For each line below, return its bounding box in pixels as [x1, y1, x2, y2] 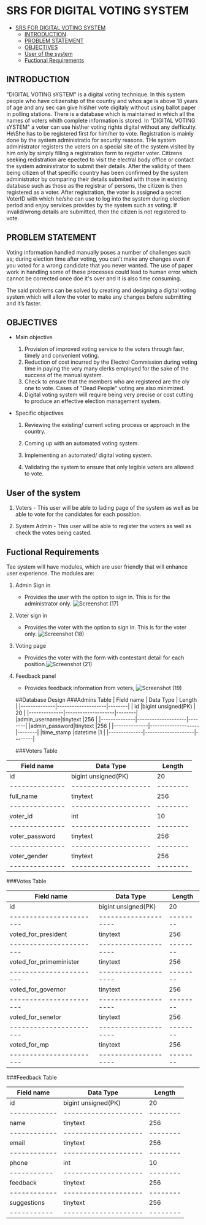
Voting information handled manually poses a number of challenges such [6, 248, 191, 256]
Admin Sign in [15, 582, 51, 589]
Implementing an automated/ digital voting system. [24, 451, 153, 459]
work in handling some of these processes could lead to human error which [6, 268, 197, 275]
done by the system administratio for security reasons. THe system [6, 136, 177, 144]
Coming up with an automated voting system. [24, 440, 139, 447]
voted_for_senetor [9, 1013, 62, 1021]
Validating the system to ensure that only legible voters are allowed [24, 464, 194, 471]
